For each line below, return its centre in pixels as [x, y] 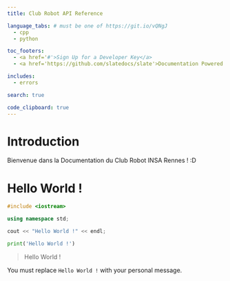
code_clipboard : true [38, 107]
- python [26, 38]
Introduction [43, 141]
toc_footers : [26, 51]
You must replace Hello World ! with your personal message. [95, 270]
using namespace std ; [38, 219]
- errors [26, 82]
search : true [26, 95]
